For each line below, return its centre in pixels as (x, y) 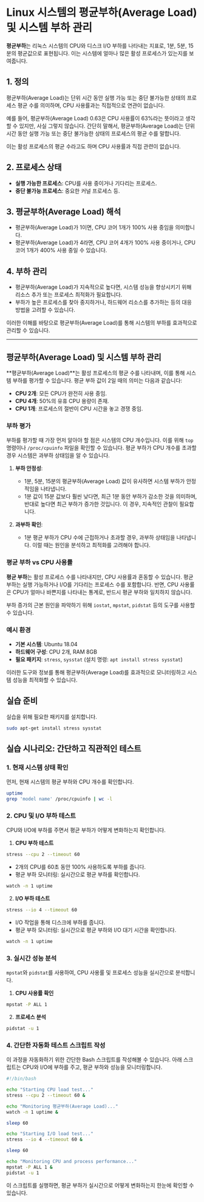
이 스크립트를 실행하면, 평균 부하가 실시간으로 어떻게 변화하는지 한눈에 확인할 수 (100, 1185)
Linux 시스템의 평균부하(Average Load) (102, 12)
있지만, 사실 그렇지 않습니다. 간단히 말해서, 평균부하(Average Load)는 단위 (107, 126)
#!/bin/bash (21, 1079)
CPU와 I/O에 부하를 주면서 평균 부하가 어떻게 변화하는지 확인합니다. (86, 830)
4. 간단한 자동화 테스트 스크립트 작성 (56, 1045)
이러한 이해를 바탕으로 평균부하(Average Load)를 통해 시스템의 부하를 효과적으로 (102, 323)
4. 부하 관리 (27, 271)
